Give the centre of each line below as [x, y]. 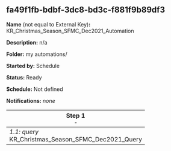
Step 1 [76, 116]
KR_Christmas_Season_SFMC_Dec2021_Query [76, 139]
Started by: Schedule [33, 66]
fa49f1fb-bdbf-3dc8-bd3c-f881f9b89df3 [86, 10]
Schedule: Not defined [35, 89]
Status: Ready [24, 77]
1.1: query [24, 132]
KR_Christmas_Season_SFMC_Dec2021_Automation [70, 31]
